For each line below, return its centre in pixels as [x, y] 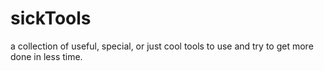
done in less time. [46, 56]
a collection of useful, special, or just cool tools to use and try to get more [162, 46]
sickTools [51, 18]
